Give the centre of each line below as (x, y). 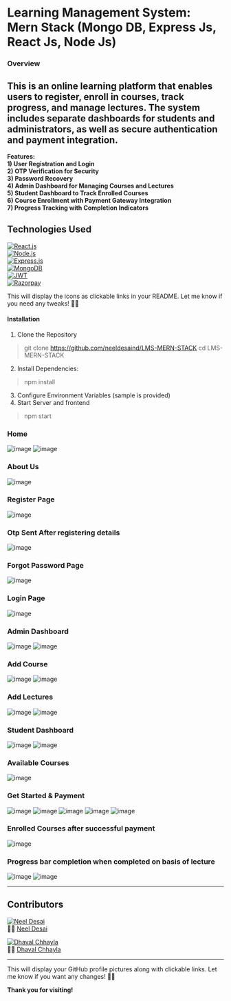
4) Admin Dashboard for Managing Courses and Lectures (90, 186)
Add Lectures (30, 697)
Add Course (27, 664)
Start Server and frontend (53, 402)
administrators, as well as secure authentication (112, 129)
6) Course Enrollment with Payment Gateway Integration (89, 200)
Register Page (31, 499)
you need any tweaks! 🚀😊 (43, 303)
